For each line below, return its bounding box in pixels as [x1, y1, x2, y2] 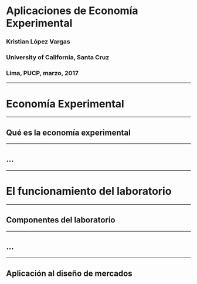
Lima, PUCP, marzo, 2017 [6, 69, 79, 77]
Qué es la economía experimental [6, 127, 131, 137]
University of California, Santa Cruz [6, 53, 110, 62]
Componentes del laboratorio [6, 215, 116, 225]
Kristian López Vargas [6, 38, 70, 46]
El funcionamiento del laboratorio [6, 185, 172, 198]
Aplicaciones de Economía [6, 4, 139, 18]
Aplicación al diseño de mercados [6, 268, 133, 278]
